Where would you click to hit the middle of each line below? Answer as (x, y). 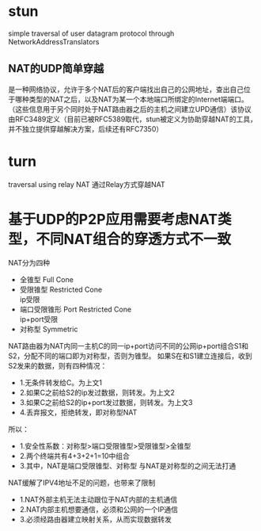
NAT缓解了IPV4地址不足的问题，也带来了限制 (82, 483)
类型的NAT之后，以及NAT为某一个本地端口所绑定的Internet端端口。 (139, 99)
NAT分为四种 (29, 262)
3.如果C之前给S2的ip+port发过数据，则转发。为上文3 (106, 402)
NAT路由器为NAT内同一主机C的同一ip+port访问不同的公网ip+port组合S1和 (129, 346)
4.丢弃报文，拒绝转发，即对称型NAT (78, 412)
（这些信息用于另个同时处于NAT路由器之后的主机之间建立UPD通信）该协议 (130, 109)
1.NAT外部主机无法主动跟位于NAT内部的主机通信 (98, 499)
